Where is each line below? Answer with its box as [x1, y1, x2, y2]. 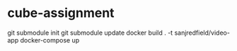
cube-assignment [7, 5, 115, 21]
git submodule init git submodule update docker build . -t [7, 28, 173, 37]
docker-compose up [20, 35, 80, 44]
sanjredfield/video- [174, 28, 230, 37]
